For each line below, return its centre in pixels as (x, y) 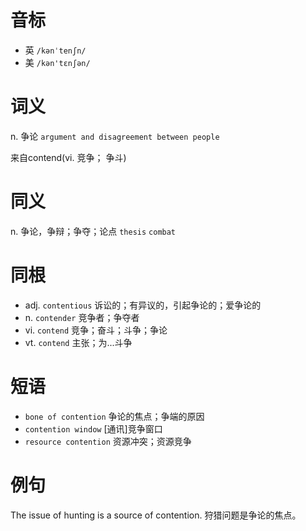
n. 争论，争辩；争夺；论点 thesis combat (93, 231)
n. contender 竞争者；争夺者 (82, 317)
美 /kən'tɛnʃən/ (57, 62)
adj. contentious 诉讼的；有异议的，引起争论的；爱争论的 (143, 305)
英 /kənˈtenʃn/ (55, 50)
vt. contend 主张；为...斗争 (78, 342)
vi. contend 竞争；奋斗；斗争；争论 (96, 330)
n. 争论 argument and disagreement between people (115, 136)
